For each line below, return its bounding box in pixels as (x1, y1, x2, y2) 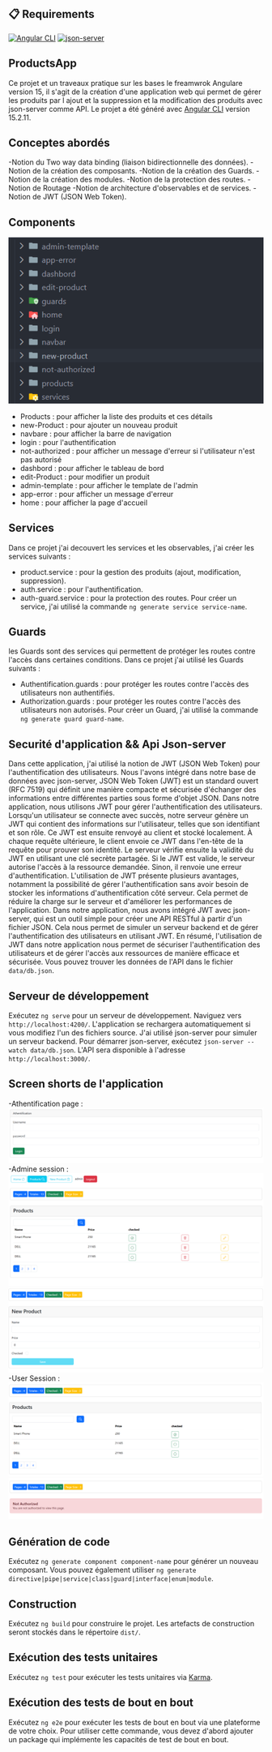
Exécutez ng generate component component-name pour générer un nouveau (8, 1557, 259, 1566)
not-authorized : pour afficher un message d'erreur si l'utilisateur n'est (19, 446, 255, 456)
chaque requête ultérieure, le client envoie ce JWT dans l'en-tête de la (8, 837, 244, 846)
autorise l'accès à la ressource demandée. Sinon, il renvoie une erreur (8, 863, 242, 872)
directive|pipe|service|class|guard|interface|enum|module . (8, 1574, 214, 1583)
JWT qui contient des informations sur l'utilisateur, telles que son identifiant (8, 819, 261, 829)
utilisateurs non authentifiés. (19, 688, 115, 698)
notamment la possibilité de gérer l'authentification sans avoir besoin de (8, 880, 249, 889)
